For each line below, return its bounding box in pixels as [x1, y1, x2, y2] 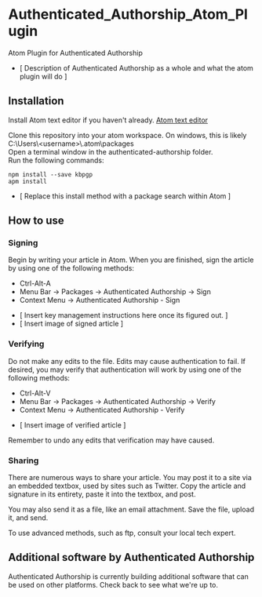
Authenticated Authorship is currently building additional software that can [8, 571, 249, 581]
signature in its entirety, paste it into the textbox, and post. [8, 490, 196, 499]
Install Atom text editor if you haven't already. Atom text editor [8, 115, 209, 125]
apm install [8, 177, 47, 185]
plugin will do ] [19, 71, 67, 81]
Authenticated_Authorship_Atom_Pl [8, 5, 249, 24]
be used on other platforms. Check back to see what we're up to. [8, 580, 218, 589]
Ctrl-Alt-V [19, 388, 51, 398]
